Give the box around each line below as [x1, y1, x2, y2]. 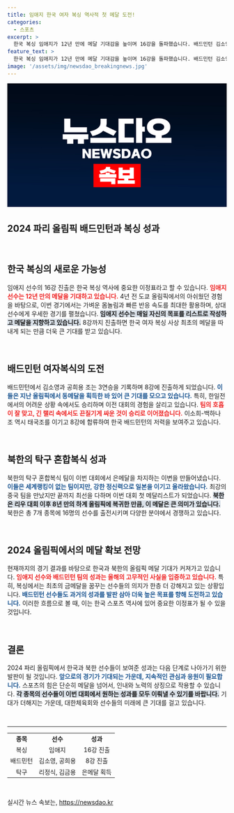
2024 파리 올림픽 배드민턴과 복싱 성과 [7, 222, 160, 234]
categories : [7, 18, 42, 26]
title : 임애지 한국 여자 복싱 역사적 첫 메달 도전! [7, 11, 136, 18]
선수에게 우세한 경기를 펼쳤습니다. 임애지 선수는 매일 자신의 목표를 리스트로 [7, 309, 209, 318]
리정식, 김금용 [38, 768, 77, 776]
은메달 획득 [81, 768, 112, 776]
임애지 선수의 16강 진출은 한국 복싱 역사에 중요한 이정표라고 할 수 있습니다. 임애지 [7, 283, 227, 291]
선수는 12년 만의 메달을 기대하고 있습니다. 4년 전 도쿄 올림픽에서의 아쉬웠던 [7, 292, 210, 300]
